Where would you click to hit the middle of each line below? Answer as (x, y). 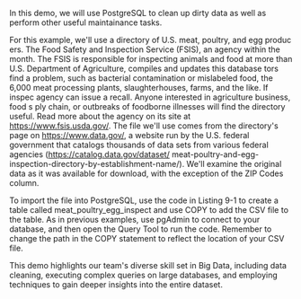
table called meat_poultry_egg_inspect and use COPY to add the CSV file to (149, 210)
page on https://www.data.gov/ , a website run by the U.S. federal (129, 135)
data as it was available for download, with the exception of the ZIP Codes (146, 173)
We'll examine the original (234, 164)
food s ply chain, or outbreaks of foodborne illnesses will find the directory (147, 106)
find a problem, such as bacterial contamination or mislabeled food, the (142, 78)
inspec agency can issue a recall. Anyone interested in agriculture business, (150, 97)
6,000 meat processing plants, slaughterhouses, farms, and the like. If (139, 88)
